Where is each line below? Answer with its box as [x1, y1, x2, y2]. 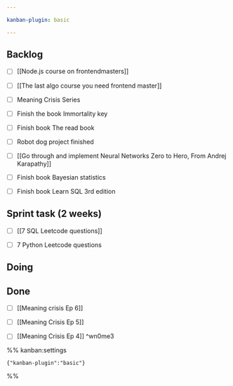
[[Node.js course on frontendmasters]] [16, 67, 129, 76]
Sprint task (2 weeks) [6, 208, 102, 220]
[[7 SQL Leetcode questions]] [16, 226, 102, 235]
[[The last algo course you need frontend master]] [16, 81, 162, 90]
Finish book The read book [16, 124, 95, 132]
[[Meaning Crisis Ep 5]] [16, 318, 84, 326]
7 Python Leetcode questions [16, 240, 102, 249]
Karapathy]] [16, 159, 52, 168]
